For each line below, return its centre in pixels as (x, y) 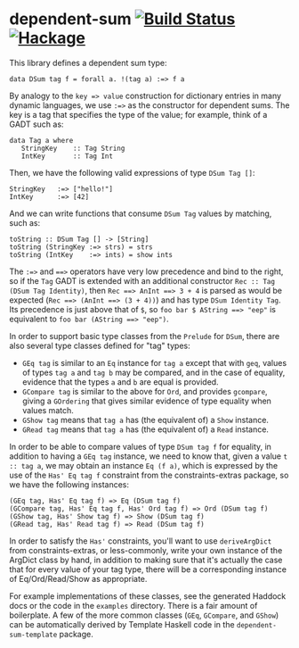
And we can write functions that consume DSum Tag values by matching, (141, 213)
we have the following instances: (69, 484)
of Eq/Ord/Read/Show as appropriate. (78, 578)
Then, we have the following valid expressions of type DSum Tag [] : (132, 172)
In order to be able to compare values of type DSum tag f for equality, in (140, 446)
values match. (48, 410)
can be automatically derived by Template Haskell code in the (122, 624)
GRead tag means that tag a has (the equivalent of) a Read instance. (145, 429)
